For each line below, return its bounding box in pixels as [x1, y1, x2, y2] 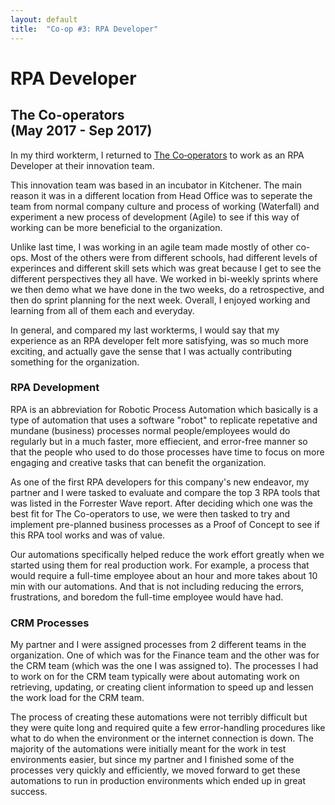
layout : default [10, 14, 78, 25]
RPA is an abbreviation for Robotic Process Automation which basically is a [10, 403, 319, 415]
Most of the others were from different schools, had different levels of [30, 251, 318, 263]
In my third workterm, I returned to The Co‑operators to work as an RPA [10, 149, 305, 161]
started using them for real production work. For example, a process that [10, 559, 310, 571]
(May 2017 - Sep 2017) [10, 122, 153, 140]
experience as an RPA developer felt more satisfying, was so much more [10, 334, 309, 346]
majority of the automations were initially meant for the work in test [10, 743, 287, 755]
